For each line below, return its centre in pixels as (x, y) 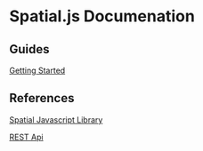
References (42, 98)
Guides (30, 49)
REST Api (26, 137)
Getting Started (37, 70)
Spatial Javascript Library (56, 119)
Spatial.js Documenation (102, 16)
